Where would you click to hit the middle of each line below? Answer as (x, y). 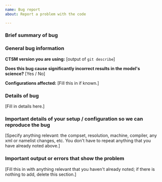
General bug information (35, 48)
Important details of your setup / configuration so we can (74, 119)
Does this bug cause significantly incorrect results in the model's (73, 68)
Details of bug (22, 95)
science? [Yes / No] (25, 73)
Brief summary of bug (31, 36)
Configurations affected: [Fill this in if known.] (52, 83)
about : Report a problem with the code (46, 14)
